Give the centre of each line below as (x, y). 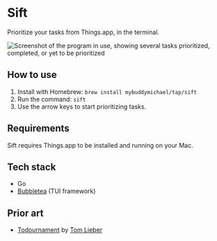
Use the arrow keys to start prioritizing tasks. (82, 107)
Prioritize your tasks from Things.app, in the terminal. (83, 32)
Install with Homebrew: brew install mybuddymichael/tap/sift (107, 91)
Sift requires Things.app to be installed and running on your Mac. (100, 145)
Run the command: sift (51, 99)
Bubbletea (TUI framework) (56, 191)
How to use (32, 75)
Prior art (25, 213)
